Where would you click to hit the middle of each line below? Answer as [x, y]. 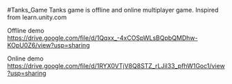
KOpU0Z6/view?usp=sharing [48, 45]
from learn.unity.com [37, 17]
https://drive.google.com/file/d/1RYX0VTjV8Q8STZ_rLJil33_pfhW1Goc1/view [116, 66]
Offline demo [26, 31]
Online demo [25, 59]
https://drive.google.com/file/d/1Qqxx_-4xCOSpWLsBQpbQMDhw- [103, 38]
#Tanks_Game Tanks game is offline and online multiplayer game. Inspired [113, 10]
